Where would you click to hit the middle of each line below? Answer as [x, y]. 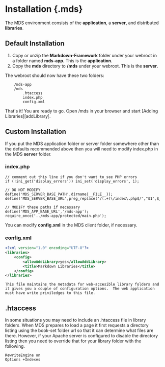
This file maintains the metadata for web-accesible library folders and [82, 285]
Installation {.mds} [44, 9]
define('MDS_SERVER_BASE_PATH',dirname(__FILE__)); [59, 194]
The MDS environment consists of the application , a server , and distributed [82, 23]
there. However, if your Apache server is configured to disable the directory [82, 336]
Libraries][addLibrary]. [28, 116]
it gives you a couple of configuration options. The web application [80, 289]
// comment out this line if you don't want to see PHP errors [71, 177]
